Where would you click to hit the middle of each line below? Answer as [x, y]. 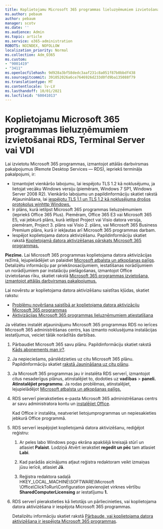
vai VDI [20, 150]
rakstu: [12, 296]
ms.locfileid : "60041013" [31, 95]
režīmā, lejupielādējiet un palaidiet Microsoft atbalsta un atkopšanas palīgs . [80, 260]
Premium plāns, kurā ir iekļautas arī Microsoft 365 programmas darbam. [84, 230]
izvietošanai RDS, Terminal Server [75, 140]
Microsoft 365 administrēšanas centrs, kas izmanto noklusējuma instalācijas [81, 330]
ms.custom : [16, 59]
